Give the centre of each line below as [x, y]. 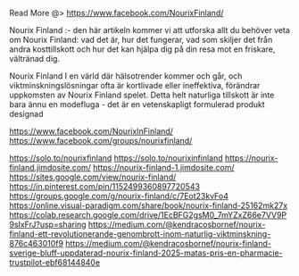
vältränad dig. [35, 59]
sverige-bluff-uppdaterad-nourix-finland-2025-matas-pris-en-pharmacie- [146, 253]
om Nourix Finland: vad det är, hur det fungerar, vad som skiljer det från [141, 40]
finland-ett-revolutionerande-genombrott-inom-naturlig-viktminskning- [140, 234]
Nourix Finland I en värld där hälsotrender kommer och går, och [126, 76]
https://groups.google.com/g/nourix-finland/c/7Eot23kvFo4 [119, 196]
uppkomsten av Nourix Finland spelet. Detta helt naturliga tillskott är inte [142, 95]
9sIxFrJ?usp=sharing [48, 224]
